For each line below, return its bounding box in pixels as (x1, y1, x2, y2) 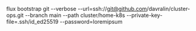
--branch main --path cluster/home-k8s (24, 12, 125, 19)
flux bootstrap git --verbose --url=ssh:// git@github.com (6, 5, 147, 12)
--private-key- (126, 12, 163, 19)
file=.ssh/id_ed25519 (6, 18, 59, 25)
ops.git (6, 12, 24, 19)
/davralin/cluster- (146, 5, 191, 12)
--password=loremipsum (60, 18, 123, 25)
